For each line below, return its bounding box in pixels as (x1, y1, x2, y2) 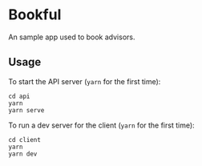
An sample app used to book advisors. (8, 32, 135, 42)
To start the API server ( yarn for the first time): (8, 76, 161, 86)
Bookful (8, 6, 62, 24)
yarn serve (8, 106, 45, 114)
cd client (8, 136, 42, 144)
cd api (8, 92, 30, 100)
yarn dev (8, 150, 38, 158)
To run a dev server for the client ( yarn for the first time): (8, 120, 195, 130)
